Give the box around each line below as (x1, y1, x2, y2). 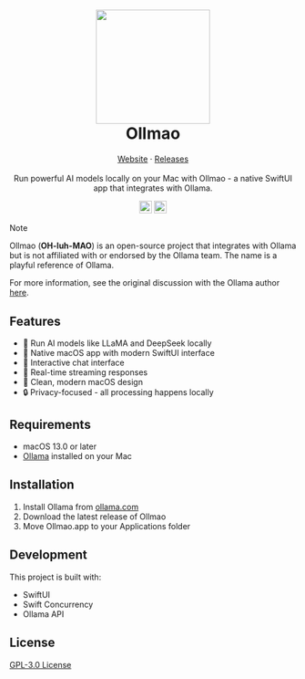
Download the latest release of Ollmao (22, 511, 167, 522)
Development (9, 548, 88, 563)
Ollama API (22, 608, 65, 620)
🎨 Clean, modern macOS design (22, 377, 144, 388)
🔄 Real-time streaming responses (22, 367, 148, 378)
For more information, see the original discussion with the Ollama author (9, 277, 280, 288)
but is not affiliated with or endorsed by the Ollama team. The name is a (9, 250, 278, 261)
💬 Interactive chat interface (22, 357, 125, 369)
